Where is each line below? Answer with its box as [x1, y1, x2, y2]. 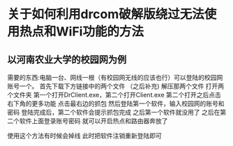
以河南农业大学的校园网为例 [7, 54, 127, 65]
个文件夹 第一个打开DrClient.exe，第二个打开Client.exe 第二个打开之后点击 [7, 91, 222, 99]
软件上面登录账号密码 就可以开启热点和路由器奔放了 [19, 117, 168, 125]
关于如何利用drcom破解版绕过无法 [7, 6, 204, 22]
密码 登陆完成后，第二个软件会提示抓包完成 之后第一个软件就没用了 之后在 [7, 108, 220, 116]
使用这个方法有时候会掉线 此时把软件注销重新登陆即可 [7, 131, 162, 140]
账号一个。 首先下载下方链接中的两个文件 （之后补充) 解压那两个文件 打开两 [7, 82, 225, 90]
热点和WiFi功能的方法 [20, 24, 144, 40]
